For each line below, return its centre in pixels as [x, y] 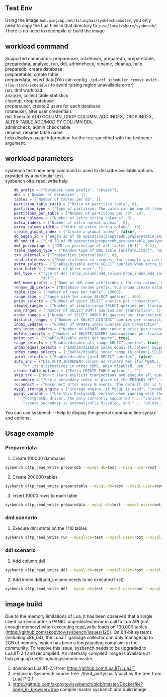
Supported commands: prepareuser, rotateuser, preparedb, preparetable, [80, 58]
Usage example [30, 433]
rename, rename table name [34, 132]
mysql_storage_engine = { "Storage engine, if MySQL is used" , [80, 389]
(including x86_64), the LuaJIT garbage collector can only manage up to [79, 637]
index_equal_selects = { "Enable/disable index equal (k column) [82, 348]
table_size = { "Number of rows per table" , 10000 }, [69, 292]
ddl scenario [21, 550]
